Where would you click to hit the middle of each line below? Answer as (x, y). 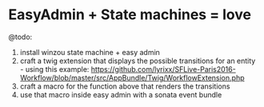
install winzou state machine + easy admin (90, 52)
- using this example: (54, 69)
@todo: (20, 37)
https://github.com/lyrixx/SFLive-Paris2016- (163, 69)
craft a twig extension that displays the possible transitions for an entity (138, 61)
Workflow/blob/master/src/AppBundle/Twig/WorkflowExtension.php (132, 77)
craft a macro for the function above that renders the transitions (125, 86)
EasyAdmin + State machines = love (130, 15)
